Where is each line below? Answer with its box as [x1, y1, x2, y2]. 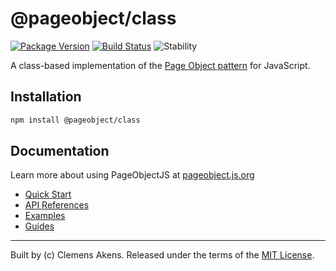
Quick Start [24, 188, 72, 201]
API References [24, 199, 90, 211]
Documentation [10, 143, 110, 160]
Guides [24, 220, 55, 232]
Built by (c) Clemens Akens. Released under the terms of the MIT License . [10, 249, 315, 261]
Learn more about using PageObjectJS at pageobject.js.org [10, 169, 255, 181]
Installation [10, 88, 82, 106]
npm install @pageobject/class [10, 115, 141, 125]
